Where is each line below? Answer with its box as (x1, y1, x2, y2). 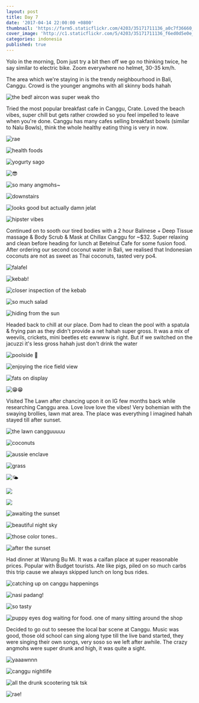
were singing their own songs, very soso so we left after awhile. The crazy (6, 638, 188, 646)
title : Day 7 (6, 14, 38, 20)
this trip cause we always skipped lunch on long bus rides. (6, 568, 149, 575)
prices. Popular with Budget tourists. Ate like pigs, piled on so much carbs (6, 562, 187, 569)
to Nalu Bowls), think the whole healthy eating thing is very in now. (6, 124, 168, 131)
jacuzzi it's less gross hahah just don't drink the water (6, 340, 138, 347)
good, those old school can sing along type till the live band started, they (6, 632, 184, 639)
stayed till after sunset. (6, 416, 62, 423)
